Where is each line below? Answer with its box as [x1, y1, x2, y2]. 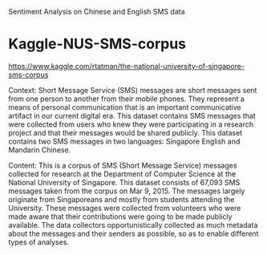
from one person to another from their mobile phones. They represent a [8, 94, 245, 103]
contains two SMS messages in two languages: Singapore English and [8, 136, 241, 146]
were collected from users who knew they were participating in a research [8, 119, 254, 129]
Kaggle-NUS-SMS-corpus [8, 35, 187, 53]
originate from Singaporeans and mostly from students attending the [8, 194, 235, 204]
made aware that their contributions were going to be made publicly [8, 212, 233, 221]
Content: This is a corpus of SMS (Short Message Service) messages [8, 160, 238, 170]
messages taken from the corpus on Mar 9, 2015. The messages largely [8, 186, 245, 196]
